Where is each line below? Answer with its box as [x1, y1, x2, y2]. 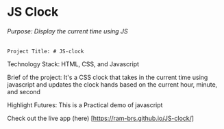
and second [7, 88, 41, 96]
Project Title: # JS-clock [7, 48, 84, 55]
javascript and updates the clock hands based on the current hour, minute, [7, 81, 218, 89]
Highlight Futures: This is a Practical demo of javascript [7, 101, 163, 109]
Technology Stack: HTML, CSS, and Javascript [7, 60, 139, 68]
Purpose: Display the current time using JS [7, 27, 128, 35]
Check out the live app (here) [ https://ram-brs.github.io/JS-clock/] [7, 114, 194, 123]
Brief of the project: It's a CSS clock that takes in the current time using [7, 73, 208, 82]
